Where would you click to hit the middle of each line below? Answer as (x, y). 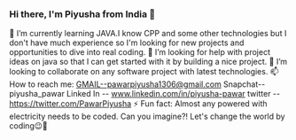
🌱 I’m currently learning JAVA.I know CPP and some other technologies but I (148, 34)
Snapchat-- (244, 84)
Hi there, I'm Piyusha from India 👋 (82, 14)
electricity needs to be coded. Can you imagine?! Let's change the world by (147, 117)
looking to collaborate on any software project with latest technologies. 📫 (144, 72)
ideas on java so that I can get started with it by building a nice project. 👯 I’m (148, 62)
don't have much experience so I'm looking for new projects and (127, 43)
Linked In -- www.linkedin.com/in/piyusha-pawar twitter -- (173, 94)
